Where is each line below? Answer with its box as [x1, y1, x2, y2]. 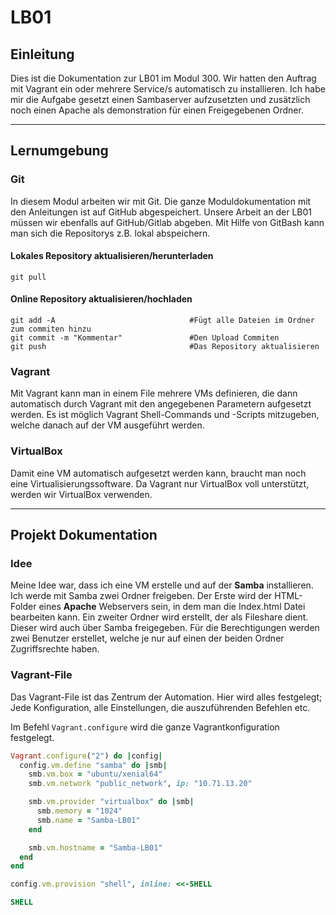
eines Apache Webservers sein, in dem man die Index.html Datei [38, 601, 306, 613]
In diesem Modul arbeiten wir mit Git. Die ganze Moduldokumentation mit [10, 195, 312, 207]
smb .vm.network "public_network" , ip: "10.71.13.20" [28, 779, 253, 789]
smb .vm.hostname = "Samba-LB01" [28, 842, 163, 853]
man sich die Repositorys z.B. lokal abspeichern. [10, 227, 211, 239]
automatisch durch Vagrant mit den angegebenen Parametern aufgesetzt [10, 398, 312, 410]
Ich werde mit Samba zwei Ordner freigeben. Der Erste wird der [10, 590, 273, 602]
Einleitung [10, 46, 75, 63]
